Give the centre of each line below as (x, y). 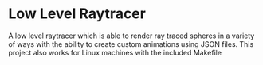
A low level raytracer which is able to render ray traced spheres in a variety (131, 36)
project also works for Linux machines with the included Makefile (115, 52)
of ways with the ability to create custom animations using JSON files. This (131, 44)
